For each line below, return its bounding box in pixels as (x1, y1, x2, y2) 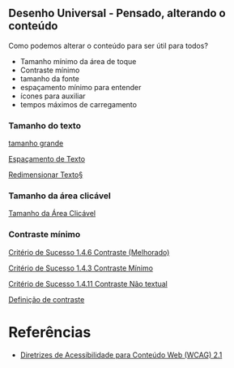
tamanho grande (8, 138, 64, 149)
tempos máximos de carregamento (19, 99, 138, 109)
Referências (8, 323, 91, 341)
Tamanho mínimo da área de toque (19, 56, 137, 66)
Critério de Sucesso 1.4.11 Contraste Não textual (8, 279, 168, 288)
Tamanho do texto (8, 119, 81, 131)
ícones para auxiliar (19, 91, 87, 101)
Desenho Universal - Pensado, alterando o (8, 6, 226, 20)
